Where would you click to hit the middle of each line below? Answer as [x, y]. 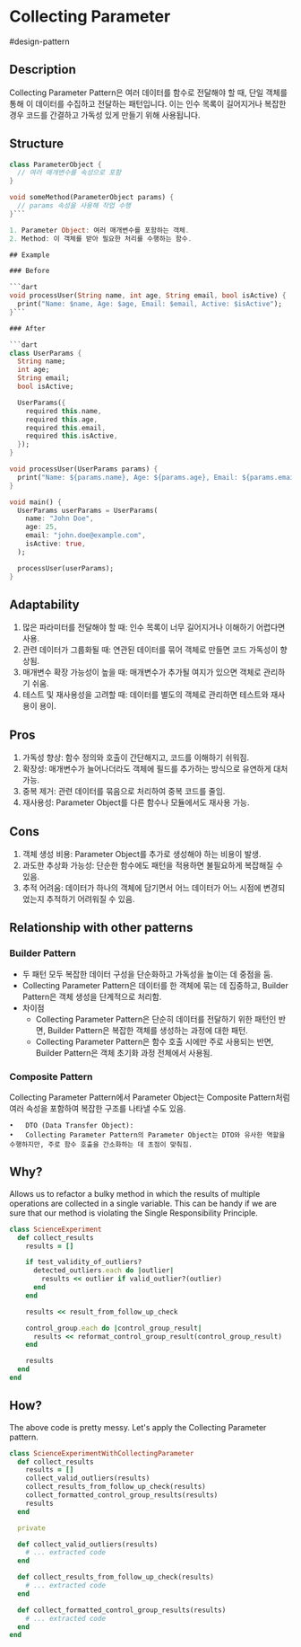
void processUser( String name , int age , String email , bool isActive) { [148, 296]
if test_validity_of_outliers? [84, 1262]
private [32, 1528]
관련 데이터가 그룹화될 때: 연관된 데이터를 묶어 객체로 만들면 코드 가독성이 [150, 650]
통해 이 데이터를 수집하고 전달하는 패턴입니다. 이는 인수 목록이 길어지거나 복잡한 [148, 103]
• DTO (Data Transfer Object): [72, 1125]
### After [28, 328]
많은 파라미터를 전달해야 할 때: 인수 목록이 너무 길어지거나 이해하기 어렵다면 [154, 627]
